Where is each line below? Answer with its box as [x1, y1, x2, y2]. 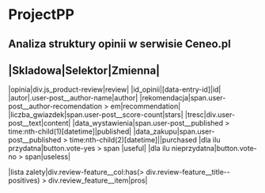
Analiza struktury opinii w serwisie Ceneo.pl [8, 37, 232, 51]
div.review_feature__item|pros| [48, 176, 148, 185]
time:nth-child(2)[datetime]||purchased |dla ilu [69, 135, 221, 145]
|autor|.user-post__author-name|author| [8, 93, 138, 103]
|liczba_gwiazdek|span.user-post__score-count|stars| [8, 110, 184, 119]
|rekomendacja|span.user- [139, 93, 226, 103]
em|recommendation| [110, 101, 181, 112]
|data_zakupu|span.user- [133, 127, 215, 136]
